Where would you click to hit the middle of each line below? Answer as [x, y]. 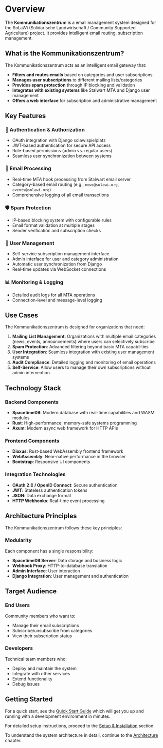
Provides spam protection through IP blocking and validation [73, 85]
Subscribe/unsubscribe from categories [52, 630]
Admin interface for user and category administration [65, 259]
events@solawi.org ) [31, 189]
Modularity [18, 540]
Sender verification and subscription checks [56, 231]
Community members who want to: [40, 616]
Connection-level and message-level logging [57, 300]
